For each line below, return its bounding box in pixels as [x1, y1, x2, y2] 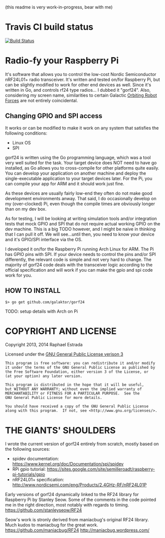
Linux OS [12, 140, 31, 145]
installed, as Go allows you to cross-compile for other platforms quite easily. [5, 165, 160, 171]
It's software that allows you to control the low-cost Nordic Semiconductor [5, 71, 157, 77]
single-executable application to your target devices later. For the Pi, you [5, 175, 153, 181]
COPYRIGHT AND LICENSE [5, 325, 117, 337]
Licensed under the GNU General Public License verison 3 [5, 351, 124, 357]
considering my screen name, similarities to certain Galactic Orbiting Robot [5, 92, 157, 98]
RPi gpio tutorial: [12, 466, 46, 472]
